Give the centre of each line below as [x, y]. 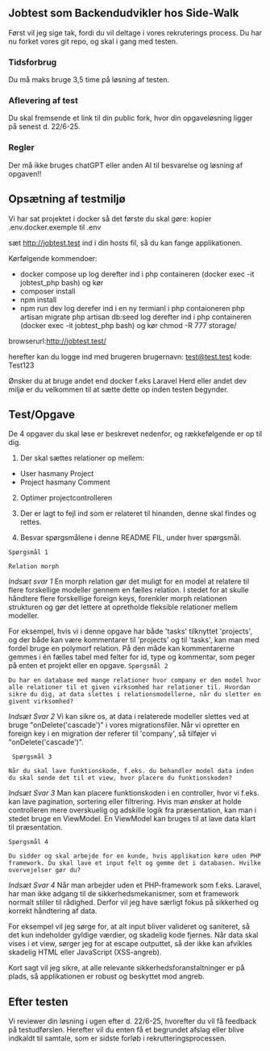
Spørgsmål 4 [28, 842]
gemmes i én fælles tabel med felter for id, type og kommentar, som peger [132, 657]
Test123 [21, 365]
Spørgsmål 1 [28, 553]
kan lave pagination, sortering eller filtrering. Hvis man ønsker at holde [125, 802]
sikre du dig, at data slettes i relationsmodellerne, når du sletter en [135, 695]
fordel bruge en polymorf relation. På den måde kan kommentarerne [122, 649]
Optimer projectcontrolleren [66, 498]
